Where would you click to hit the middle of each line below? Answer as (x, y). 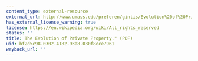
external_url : (24, 17)
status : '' (19, 33)
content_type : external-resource (47, 11)
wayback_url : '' (26, 49)
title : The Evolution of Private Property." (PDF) (70, 38)
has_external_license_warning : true (51, 22)
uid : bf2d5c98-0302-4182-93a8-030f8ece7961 (60, 44)
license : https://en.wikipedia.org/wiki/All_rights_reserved (83, 28)
